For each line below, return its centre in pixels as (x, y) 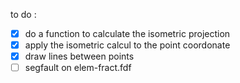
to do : (23, 14)
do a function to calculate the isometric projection (127, 33)
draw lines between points (79, 56)
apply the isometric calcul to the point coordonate (127, 45)
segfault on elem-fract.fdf (78, 68)
